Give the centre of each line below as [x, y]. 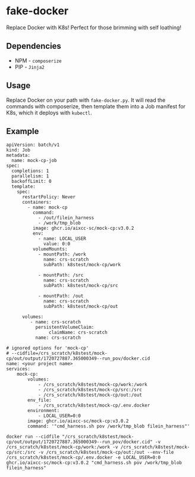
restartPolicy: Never [49, 197]
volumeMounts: [50, 249]
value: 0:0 [57, 244]
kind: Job [18, 150]
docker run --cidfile [33, 437]
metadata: [18, 155]
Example [23, 131]
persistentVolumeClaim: [65, 328]
